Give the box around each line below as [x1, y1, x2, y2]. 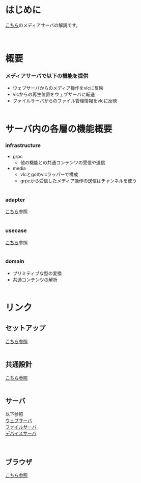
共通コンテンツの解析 [12, 277, 58, 283]
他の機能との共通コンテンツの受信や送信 [20, 159, 105, 165]
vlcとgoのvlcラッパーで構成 [20, 171, 78, 177]
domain [5, 258, 24, 265]
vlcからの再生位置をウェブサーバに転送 [12, 91, 95, 97]
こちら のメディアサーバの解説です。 [5, 22, 80, 28]
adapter [5, 196, 25, 203]
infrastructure [5, 141, 41, 149]
